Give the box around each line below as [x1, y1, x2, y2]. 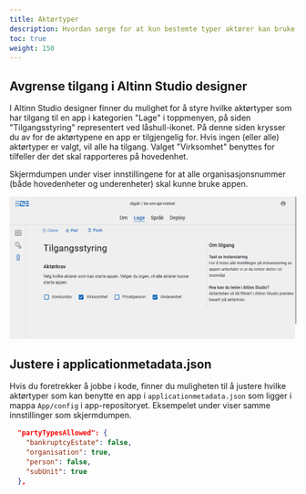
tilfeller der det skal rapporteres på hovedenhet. [9, 151, 189, 162]
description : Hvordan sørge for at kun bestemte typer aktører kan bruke [9, 24, 296, 34]
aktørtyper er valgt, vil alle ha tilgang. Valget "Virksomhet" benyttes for [9, 141, 275, 152]
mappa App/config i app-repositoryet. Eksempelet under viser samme [9, 400, 271, 411]
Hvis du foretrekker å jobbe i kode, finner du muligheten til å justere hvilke [9, 381, 287, 392]
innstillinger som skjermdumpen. [9, 410, 132, 421]
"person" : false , [25, 458, 92, 467]
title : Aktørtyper [9, 15, 79, 24]
